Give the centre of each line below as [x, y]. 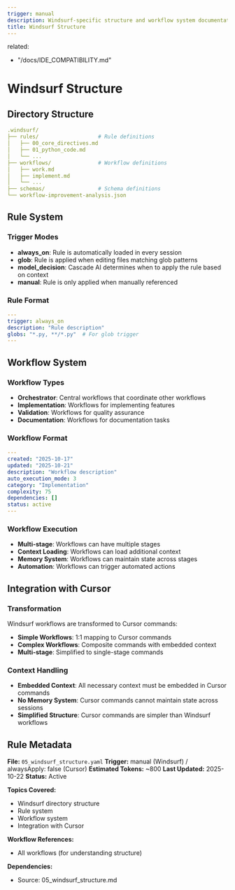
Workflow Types [36, 382]
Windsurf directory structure [58, 804]
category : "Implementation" [48, 485]
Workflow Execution [43, 529]
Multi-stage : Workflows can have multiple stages [89, 544]
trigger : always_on [36, 321]
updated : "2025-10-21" [40, 466]
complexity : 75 [29, 492]
